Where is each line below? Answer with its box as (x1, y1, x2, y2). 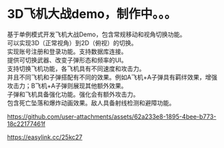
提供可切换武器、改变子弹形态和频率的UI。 (7, 56, 128, 64)
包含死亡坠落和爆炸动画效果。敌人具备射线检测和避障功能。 (7, 99, 175, 107)
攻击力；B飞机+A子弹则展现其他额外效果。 (7, 82, 128, 90)
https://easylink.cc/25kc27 (7, 133, 83, 141)
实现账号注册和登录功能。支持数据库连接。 (7, 47, 127, 56)
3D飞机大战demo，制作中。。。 (7, 6, 177, 22)
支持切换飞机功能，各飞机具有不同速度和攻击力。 (7, 64, 145, 73)
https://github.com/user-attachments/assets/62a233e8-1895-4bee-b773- (7, 112, 217, 121)
